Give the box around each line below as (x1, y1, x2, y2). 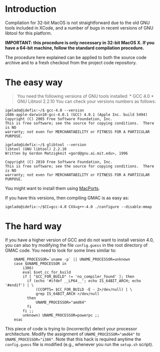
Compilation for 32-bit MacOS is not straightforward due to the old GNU (5, 20, 150, 26)
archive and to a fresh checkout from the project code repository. (5, 59, 137, 65)
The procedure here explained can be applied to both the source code (5, 54, 147, 60)
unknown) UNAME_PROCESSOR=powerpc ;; (23, 313, 99, 318)
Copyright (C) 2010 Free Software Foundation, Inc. (5, 159, 113, 164)
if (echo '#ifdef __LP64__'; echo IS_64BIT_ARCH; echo (26, 278, 141, 283)
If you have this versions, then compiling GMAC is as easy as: (5, 195, 129, 201)
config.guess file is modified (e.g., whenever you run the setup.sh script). (5, 341, 153, 347)
